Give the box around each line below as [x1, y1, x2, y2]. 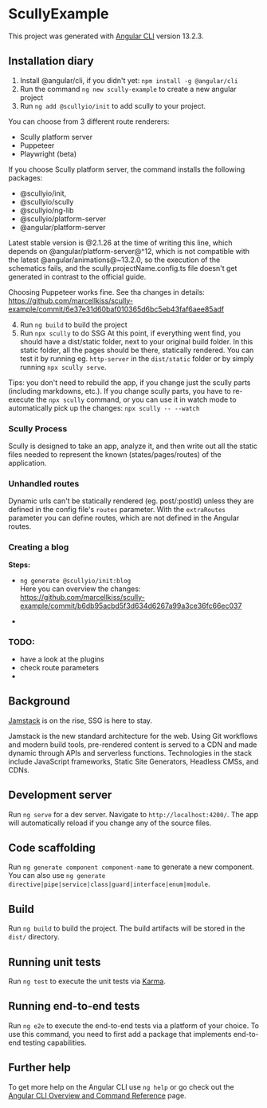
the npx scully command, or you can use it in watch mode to [36, 395, 237, 404]
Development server [8, 788, 112, 802]
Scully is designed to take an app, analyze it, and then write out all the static [8, 441, 257, 451]
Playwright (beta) [19, 149, 77, 158]
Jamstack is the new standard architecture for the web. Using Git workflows [8, 731, 258, 741]
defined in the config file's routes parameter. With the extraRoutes [8, 505, 226, 514]
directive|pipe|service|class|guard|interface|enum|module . [8, 880, 210, 889]
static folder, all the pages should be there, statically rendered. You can [19, 345, 254, 355]
